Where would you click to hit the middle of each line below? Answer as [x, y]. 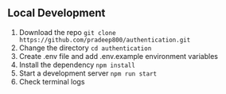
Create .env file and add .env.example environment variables [118, 56]
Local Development [56, 13]
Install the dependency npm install [77, 65]
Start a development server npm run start [88, 73]
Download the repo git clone [67, 32]
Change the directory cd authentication [85, 48]
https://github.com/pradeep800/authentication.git [105, 40]
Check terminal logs [52, 81]
